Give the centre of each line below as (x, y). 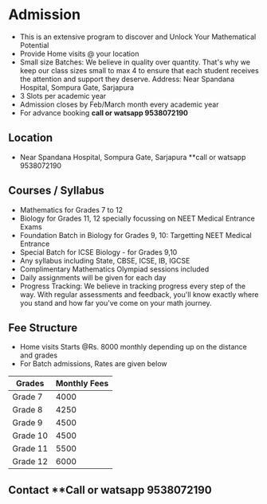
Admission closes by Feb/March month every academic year (119, 104)
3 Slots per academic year (63, 96)
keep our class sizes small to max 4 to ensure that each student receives (139, 70)
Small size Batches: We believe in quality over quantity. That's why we (135, 62)
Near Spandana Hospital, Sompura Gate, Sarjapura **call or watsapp (133, 157)
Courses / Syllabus (57, 191)
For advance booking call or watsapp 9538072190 (104, 112)
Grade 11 (30, 449)
